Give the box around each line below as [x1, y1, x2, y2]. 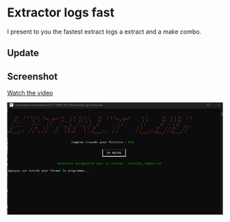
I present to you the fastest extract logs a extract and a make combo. [7, 27, 202, 36]
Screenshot [7, 71, 58, 82]
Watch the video [7, 89, 53, 97]
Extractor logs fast [7, 5, 115, 21]
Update [7, 47, 40, 59]
